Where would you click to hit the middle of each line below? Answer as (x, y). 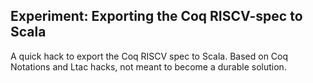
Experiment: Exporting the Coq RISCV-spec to (156, 16)
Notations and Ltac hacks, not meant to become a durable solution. (148, 66)
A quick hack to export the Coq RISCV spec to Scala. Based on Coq (149, 56)
